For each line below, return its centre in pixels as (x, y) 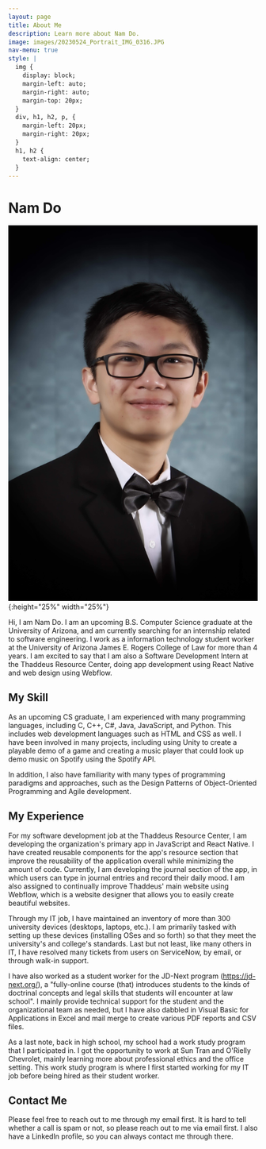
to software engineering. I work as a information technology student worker (131, 639)
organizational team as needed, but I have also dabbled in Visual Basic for (129, 1009)
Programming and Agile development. (70, 791)
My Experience (46, 817)
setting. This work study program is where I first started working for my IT (129, 1067)
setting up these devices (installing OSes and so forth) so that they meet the (132, 935)
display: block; (49, 75)
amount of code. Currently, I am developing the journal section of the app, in (133, 869)
